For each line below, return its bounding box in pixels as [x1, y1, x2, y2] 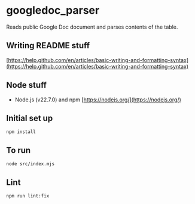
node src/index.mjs [6, 161, 55, 167]
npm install [6, 129, 36, 135]
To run [6, 145, 31, 155]
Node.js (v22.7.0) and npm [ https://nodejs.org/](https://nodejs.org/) [14, 96, 181, 103]
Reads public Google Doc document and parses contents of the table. [6, 23, 178, 30]
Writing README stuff [6, 41, 90, 51]
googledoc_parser [6, 4, 100, 17]
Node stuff [6, 80, 47, 90]
